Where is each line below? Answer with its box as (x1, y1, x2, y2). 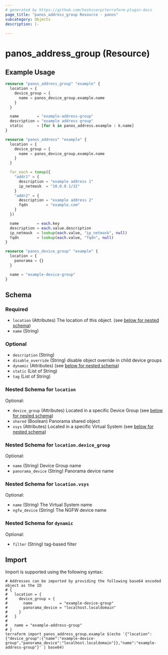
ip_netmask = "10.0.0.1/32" (18, 184, 80, 189)
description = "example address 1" (18, 179, 94, 184)
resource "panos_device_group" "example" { (5, 249, 98, 254)
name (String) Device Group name (12, 463, 82, 469)
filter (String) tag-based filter (12, 541, 77, 547)
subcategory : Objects (5, 17, 51, 22)
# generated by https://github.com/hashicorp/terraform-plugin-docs (5, 7, 152, 13)
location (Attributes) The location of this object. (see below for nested (12, 317, 159, 323)
